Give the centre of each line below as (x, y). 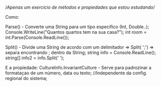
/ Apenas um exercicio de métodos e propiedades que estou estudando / (80, 7)
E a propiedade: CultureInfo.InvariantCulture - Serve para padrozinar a (78, 68)
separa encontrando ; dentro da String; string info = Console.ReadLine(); (81, 53)
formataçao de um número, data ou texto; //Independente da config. (76, 73)
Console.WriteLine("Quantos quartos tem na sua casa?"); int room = (76, 32)
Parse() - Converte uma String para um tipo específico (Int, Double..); (77, 27)
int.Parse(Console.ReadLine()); (37, 37)
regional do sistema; (26, 78)
